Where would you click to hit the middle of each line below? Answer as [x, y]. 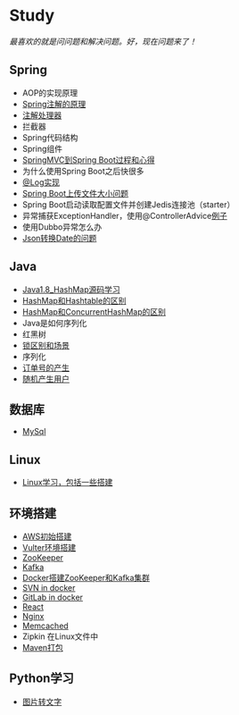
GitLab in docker [52, 597]
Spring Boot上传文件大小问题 [75, 193]
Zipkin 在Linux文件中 [60, 636]
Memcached [45, 626]
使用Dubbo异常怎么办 [62, 227]
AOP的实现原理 [50, 93]
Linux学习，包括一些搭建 [67, 483]
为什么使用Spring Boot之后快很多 [83, 171]
